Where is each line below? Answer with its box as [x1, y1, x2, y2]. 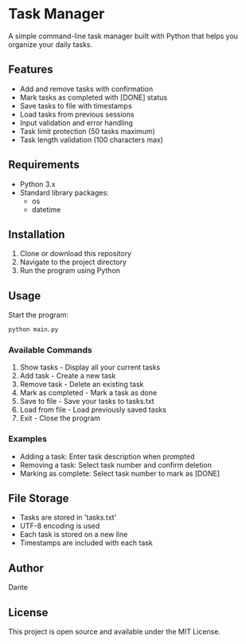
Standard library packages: [19, 188, 109, 197]
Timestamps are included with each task [19, 538, 153, 547]
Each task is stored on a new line [19, 530, 128, 539]
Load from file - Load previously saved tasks [19, 405, 167, 415]
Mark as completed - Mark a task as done [19, 388, 158, 397]
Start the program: [8, 310, 69, 320]
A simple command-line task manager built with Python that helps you [8, 31, 239, 41]
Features [8, 63, 53, 77]
